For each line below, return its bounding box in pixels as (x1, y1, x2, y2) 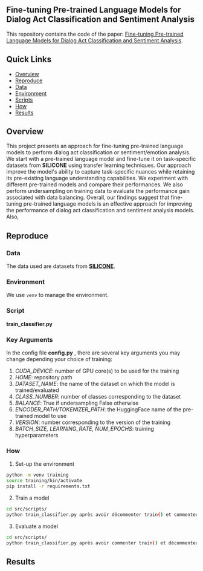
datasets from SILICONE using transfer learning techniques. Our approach (6, 162, 192, 169)
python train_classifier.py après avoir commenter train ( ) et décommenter (6, 540, 199, 546)
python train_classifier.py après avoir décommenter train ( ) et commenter (6, 511, 199, 518)
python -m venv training (6, 472, 69, 478)
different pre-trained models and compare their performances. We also (6, 181, 183, 188)
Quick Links (6, 54, 52, 65)
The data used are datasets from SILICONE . (6, 263, 116, 270)
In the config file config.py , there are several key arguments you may (6, 349, 181, 356)
